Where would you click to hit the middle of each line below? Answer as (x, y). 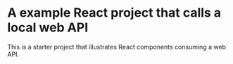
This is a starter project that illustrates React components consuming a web (117, 47)
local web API (48, 27)
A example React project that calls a (114, 13)
